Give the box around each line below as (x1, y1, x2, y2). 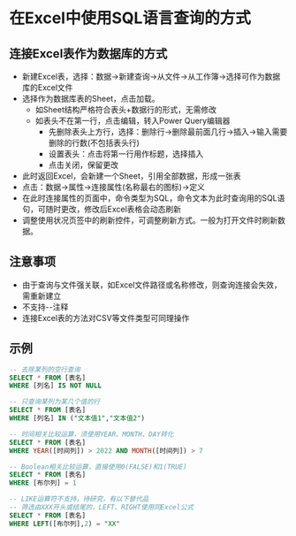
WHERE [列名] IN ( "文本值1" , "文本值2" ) (9, 414, 146, 423)
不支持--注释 (21, 302, 69, 312)
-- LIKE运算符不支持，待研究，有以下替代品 (9, 494, 149, 504)
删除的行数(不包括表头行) (48, 138, 140, 148)
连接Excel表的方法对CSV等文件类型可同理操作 (21, 312, 190, 323)
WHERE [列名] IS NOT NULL (9, 381, 102, 390)
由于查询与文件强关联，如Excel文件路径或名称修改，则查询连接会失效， (21, 279, 283, 290)
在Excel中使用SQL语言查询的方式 (9, 8, 252, 28)
